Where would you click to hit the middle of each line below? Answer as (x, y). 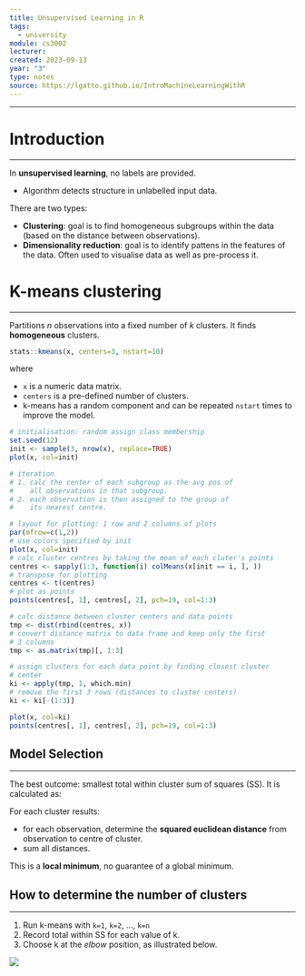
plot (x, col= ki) (40, 717)
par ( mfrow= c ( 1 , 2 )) (44, 533)
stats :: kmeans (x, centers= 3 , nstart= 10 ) (87, 351)
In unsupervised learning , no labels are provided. (103, 173)
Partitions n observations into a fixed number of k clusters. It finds (133, 325)
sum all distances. (56, 849)
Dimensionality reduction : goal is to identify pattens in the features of (154, 245)
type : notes (32, 77)
